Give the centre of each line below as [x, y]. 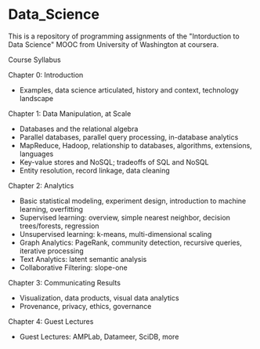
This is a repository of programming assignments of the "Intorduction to [124, 36]
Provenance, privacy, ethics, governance [85, 306]
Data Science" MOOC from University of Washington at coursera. [114, 44]
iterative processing [51, 251]
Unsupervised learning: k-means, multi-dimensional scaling [116, 234]
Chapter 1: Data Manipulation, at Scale [70, 113]
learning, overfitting [51, 209]
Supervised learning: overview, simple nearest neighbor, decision [125, 217]
